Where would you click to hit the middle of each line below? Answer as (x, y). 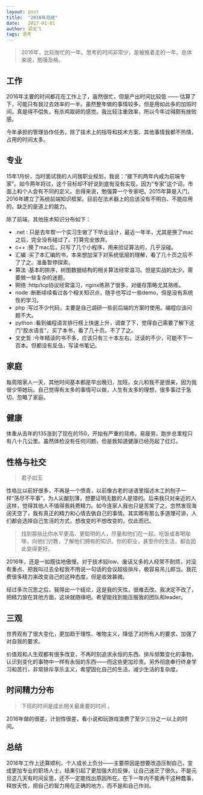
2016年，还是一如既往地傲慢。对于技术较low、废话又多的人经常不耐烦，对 (99, 562)
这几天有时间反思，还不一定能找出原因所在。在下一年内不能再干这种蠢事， (104, 778)
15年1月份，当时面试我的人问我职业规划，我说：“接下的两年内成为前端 (93, 176)
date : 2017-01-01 (31, 23)
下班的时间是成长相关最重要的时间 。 (67, 706)
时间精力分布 (30, 690)
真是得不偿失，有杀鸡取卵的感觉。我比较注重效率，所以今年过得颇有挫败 (107, 111)
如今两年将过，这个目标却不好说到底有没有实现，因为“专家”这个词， (104, 183)
